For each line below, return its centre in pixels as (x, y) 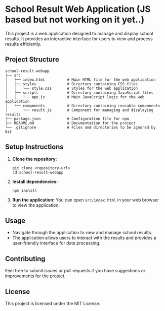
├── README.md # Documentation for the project (70, 123)
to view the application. (36, 205)
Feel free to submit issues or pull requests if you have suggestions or (75, 271)
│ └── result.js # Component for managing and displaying (79, 110)
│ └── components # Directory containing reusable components (83, 106)
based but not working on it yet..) (75, 20)
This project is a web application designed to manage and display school (79, 33)
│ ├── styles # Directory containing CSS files (72, 84)
